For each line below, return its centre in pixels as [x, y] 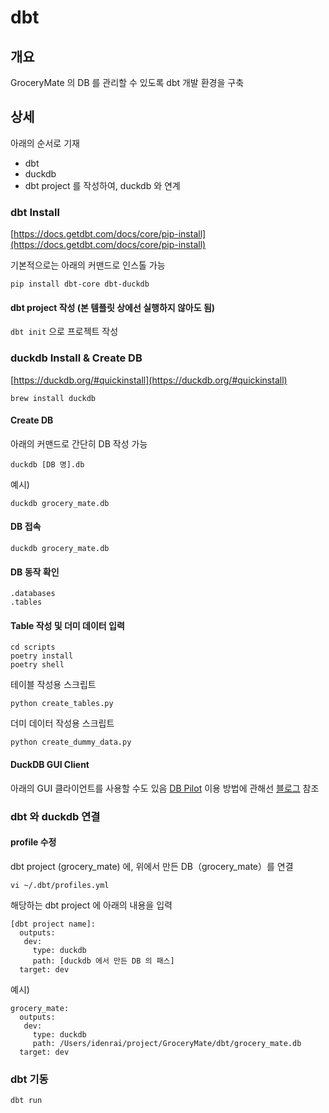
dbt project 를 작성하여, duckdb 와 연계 [102, 185]
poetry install [42, 656]
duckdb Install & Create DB [76, 358]
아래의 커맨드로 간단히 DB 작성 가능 [79, 443]
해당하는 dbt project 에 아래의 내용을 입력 [91, 905]
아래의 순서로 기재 [45, 143]
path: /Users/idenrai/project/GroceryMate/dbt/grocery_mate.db [167, 1043]
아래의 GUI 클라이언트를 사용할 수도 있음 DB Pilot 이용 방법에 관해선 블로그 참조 [165, 788]
